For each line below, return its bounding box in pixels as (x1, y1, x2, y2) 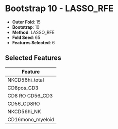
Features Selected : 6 (12, 39, 55, 45)
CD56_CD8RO (7, 100, 40, 107)
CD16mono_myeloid (7, 116, 54, 123)
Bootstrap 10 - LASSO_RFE (5, 3, 114, 14)
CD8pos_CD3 (7, 84, 39, 91)
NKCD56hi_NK (7, 108, 41, 115)
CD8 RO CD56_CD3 (7, 92, 53, 99)
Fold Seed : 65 (12, 35, 40, 40)
